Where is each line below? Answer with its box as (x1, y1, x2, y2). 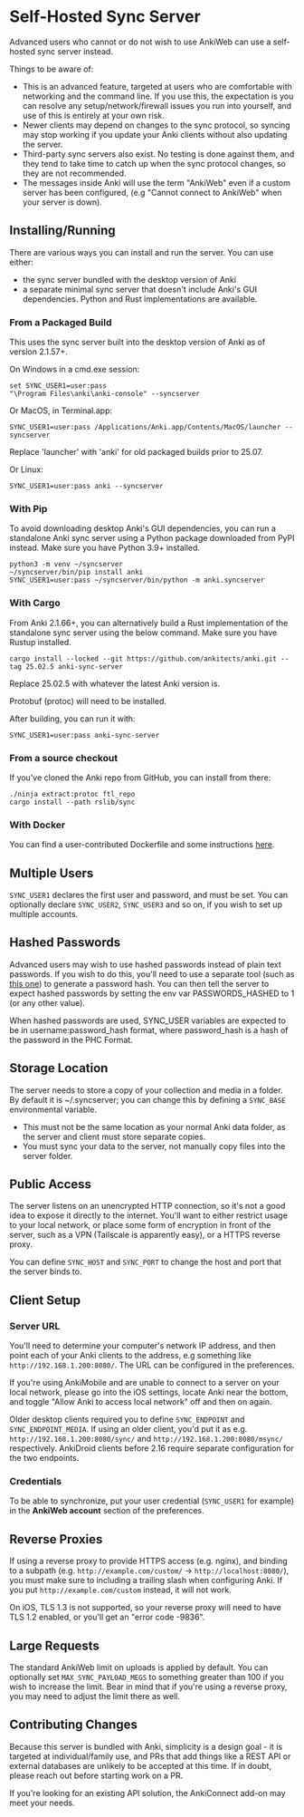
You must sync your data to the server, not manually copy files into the (22, 1140, 286, 1152)
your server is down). (22, 197, 102, 208)
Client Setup (9, 1292, 81, 1308)
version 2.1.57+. (9, 346, 68, 357)
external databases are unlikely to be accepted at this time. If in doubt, (9, 1760, 272, 1771)
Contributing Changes (9, 1717, 138, 1733)
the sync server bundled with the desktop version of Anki (22, 274, 237, 285)
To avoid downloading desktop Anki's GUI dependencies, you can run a (9, 523, 276, 534)
